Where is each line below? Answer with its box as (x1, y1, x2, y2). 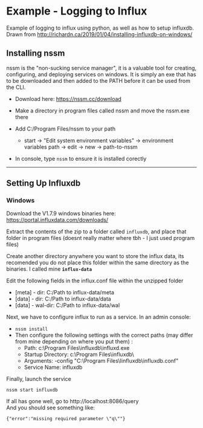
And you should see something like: (6, 404, 95, 412)
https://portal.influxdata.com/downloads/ (6, 216, 109, 224)
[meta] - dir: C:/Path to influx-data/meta (14, 289, 115, 296)
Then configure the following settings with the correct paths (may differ (14, 331, 193, 339)
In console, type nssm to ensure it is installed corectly (14, 155, 147, 162)
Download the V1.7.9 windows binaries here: (6, 210, 116, 217)
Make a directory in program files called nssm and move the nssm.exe (14, 107, 190, 114)
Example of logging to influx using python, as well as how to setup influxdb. (6, 24, 195, 31)
